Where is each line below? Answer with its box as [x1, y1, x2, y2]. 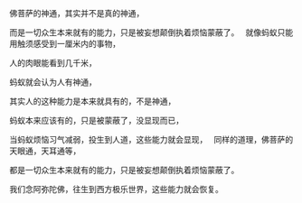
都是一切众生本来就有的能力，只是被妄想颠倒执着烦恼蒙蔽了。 [9, 165, 240, 175]
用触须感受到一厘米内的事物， [9, 39, 120, 49]
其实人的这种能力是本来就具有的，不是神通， [9, 96, 176, 106]
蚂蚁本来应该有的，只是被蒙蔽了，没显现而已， [9, 115, 184, 125]
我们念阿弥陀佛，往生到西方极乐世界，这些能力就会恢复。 [9, 184, 223, 194]
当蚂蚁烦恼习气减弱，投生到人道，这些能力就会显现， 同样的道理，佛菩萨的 [9, 134, 294, 144]
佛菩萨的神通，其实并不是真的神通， [9, 8, 145, 18]
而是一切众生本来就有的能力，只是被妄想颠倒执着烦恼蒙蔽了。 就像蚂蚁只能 [9, 27, 294, 38]
